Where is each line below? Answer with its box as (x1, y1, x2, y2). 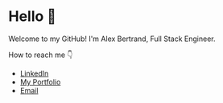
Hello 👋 (8, 7, 56, 26)
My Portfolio (19, 76, 61, 87)
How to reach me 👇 (8, 50, 73, 60)
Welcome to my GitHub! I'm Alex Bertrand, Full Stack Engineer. (8, 34, 216, 43)
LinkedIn (19, 68, 49, 78)
